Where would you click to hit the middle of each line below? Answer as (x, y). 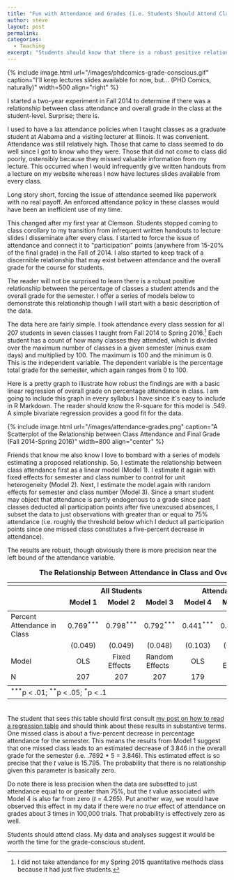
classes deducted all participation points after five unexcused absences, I (113, 507)
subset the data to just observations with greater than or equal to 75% (108, 514)
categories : (24, 40)
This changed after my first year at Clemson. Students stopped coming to (112, 223)
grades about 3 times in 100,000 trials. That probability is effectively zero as (116, 813)
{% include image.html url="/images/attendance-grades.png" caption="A (112, 426)
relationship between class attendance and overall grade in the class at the (115, 108)
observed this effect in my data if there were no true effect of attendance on (116, 806)
